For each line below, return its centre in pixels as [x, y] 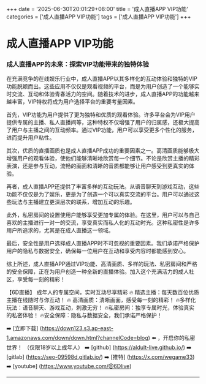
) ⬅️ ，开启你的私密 [172, 338]
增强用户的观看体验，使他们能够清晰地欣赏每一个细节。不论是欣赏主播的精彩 [103, 159]
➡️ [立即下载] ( [24, 328]
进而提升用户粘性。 [31, 138]
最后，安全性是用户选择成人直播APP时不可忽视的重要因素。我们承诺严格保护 [103, 243]
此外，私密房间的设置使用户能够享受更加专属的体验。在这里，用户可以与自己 [103, 215]
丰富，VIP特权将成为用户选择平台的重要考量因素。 [75, 102]
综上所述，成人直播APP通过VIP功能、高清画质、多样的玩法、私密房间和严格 [102, 264]
